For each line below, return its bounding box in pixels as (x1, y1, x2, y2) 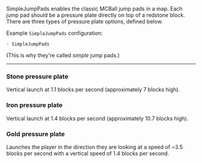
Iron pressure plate (6, 101, 63, 109)
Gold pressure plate (6, 129, 65, 138)
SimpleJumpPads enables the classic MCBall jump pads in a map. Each (6, 5, 183, 12)
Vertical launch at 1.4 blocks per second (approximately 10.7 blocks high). (6, 114, 189, 122)
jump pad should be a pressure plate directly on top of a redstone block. (6, 11, 185, 19)
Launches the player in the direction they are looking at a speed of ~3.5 (6, 143, 183, 150)
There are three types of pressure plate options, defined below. (6, 18, 164, 25)
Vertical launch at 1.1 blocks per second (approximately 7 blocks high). (6, 86, 180, 93)
